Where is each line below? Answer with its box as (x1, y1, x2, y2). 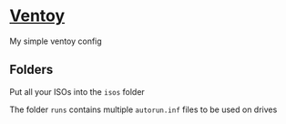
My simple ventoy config (9, 36, 102, 46)
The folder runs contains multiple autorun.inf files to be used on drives (9, 104, 278, 115)
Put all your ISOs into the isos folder (9, 86, 146, 97)
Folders (9, 62, 54, 77)
